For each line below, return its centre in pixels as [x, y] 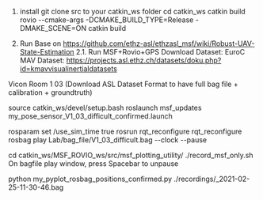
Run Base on [40, 43]
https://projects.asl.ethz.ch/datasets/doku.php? [144, 60]
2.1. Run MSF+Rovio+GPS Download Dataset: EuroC [160, 52]
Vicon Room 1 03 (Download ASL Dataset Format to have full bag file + [124, 84]
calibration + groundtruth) [50, 92]
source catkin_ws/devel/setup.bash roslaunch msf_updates [105, 108]
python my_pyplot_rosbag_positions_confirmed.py [90, 179]
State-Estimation [47, 52]
